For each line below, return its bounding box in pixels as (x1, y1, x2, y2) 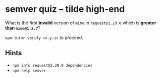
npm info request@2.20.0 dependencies (12, 63, 93, 68)
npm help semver (12, 68, 46, 73)
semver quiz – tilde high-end (5, 3, 125, 15)
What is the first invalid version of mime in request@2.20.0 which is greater (5, 20, 157, 26)
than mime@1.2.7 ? (5, 25, 41, 31)
